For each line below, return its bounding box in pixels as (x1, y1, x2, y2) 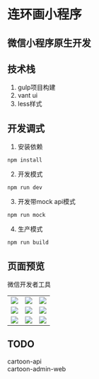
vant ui (17, 91, 37, 100)
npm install (7, 157, 42, 164)
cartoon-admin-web (7, 364, 66, 373)
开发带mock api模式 (17, 198, 76, 206)
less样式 (17, 100, 42, 108)
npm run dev (7, 184, 42, 191)
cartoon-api (7, 357, 42, 366)
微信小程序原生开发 (7, 37, 91, 49)
